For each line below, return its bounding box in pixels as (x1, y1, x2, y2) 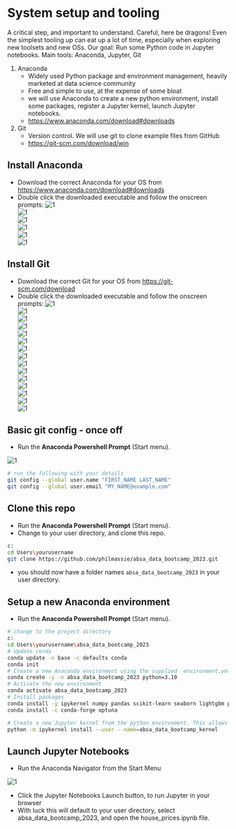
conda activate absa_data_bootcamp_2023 (7, 687, 128, 694)
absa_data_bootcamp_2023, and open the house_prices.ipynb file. (17, 814, 210, 822)
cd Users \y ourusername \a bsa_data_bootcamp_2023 (7, 641, 150, 648)
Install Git (7, 258, 51, 270)
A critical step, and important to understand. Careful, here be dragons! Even (7, 28, 227, 37)
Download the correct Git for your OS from (17, 276, 141, 285)
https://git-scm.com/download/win (27, 139, 129, 147)
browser (17, 799, 42, 807)
